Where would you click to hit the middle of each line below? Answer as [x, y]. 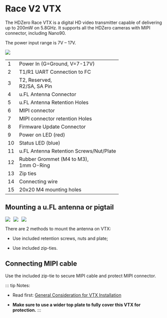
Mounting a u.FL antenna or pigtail [60, 207]
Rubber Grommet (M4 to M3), [54, 159]
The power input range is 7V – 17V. [41, 42]
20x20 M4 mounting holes [50, 189]
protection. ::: [27, 310]
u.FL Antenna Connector [48, 94]
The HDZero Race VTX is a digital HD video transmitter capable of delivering [83, 22]
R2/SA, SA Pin [36, 86]
